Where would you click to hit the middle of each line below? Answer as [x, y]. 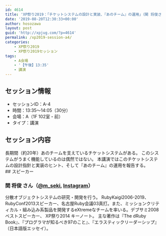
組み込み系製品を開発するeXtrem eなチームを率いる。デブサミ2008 [90, 210]
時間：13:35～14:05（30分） [41, 110]
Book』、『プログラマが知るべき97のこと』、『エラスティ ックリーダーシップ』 [82, 222]
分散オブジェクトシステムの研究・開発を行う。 [53, 197]
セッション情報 [28, 91]
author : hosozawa [23, 24]
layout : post [19, 28]
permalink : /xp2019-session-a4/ [38, 38]
